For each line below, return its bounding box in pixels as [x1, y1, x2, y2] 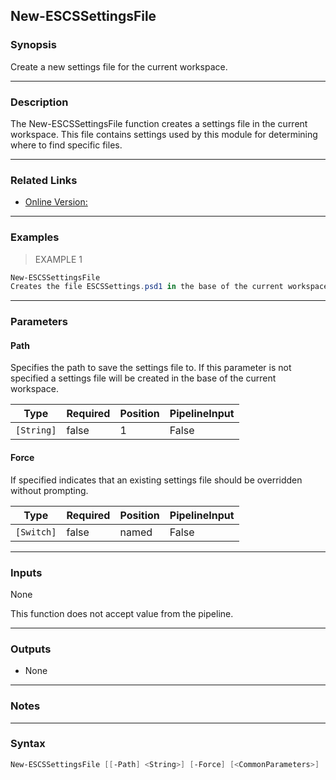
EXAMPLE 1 [34, 253, 83, 265]
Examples [10, 230, 60, 244]
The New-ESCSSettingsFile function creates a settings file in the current [10, 117, 308, 129]
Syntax [10, 737, 46, 751]
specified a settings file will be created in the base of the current [10, 372, 277, 384]
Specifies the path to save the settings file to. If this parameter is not [10, 362, 292, 374]
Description [10, 95, 69, 109]
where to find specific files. [10, 139, 123, 151]
